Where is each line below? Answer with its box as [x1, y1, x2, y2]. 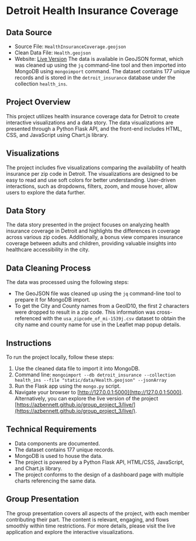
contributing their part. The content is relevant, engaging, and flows [6, 516, 169, 523]
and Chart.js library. [14, 464, 63, 472]
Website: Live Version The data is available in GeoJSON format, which [14, 56, 184, 62]
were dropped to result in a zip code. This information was [14, 309, 156, 316]
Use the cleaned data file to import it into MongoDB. [14, 365, 140, 372]
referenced [14, 315, 42, 322]
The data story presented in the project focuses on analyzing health [6, 221, 170, 228]
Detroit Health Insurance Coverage [6, 4, 178, 18]
